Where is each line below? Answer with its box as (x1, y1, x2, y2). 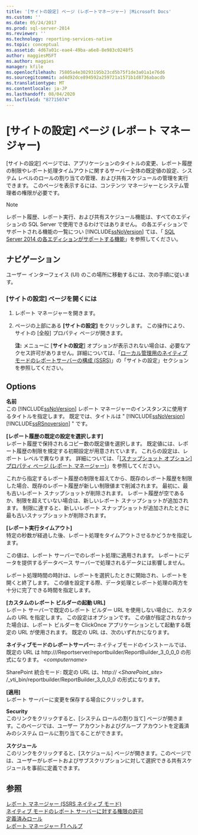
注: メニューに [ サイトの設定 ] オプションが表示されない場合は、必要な (14, 341, 186, 349)
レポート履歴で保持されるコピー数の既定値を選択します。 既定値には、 (6, 440, 178, 447)
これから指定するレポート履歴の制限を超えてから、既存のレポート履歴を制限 (6, 475, 193, 482)
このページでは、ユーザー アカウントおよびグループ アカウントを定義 (15, 723, 184, 730)
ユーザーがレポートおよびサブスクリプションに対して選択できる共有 (16, 757, 182, 764)
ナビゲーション (6, 254, 61, 264)
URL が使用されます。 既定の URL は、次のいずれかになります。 (17, 628, 173, 636)
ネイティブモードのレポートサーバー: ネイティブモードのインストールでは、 (6, 641, 190, 649)
